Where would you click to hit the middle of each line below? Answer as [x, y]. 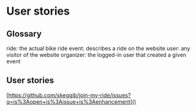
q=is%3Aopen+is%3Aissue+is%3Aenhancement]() [71, 101]
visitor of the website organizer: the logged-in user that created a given [96, 55]
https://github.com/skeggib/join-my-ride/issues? [70, 95]
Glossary [24, 34]
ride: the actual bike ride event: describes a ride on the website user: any [98, 48]
